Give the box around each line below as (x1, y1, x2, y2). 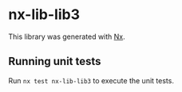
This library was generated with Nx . (8, 32, 125, 41)
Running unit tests (8, 55, 101, 68)
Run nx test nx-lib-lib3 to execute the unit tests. (8, 75, 174, 85)
